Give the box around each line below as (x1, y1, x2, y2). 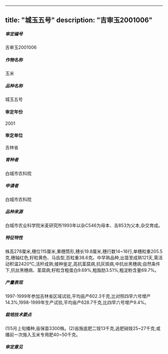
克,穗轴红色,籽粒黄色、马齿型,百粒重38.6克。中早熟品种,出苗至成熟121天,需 (5, 254, 158, 260)
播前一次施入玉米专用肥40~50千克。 (5, 331, 81, 337)
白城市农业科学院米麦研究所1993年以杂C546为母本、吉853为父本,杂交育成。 (5, 222, 163, 228)
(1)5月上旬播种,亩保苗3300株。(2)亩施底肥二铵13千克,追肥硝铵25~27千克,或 (5, 325, 161, 331)
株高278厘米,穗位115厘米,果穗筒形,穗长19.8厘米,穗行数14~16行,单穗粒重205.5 (5, 248, 163, 254)
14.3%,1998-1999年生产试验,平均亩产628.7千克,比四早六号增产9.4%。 (5, 299, 149, 305)
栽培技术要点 (5, 311, 31, 318)
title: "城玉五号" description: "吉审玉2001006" (5, 16, 152, 25)
